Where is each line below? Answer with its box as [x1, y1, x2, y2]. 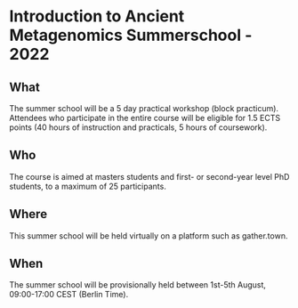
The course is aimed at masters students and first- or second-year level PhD [9, 171, 290, 182]
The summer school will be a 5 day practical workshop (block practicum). [9, 103, 278, 113]
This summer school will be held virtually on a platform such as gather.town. [9, 230, 288, 241]
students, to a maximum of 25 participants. [9, 181, 166, 191]
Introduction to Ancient [9, 6, 185, 27]
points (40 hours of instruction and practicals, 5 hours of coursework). [9, 122, 268, 133]
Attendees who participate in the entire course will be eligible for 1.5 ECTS [9, 113, 281, 123]
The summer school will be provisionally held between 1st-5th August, [9, 280, 267, 290]
